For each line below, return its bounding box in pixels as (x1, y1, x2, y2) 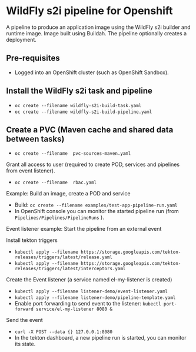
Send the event (6, 317, 43, 324)
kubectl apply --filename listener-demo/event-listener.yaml (14, 288, 168, 295)
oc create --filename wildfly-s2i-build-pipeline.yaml (14, 109, 152, 115)
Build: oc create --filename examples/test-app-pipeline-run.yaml (14, 201, 178, 208)
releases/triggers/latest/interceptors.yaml (14, 266, 126, 272)
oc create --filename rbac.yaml (14, 180, 97, 186)
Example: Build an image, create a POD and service (6, 190, 131, 197)
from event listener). (6, 167, 55, 174)
